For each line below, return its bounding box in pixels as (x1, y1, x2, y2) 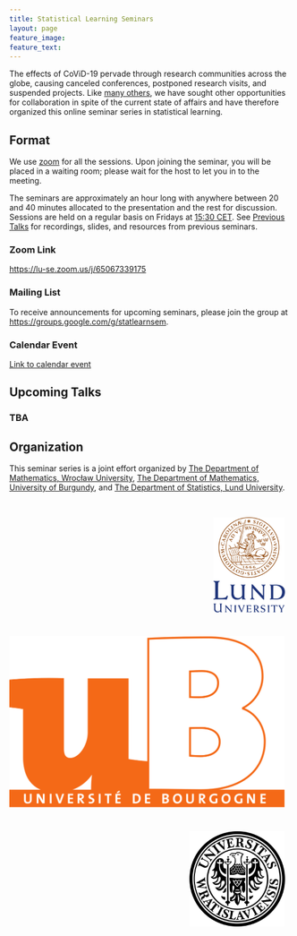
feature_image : (9, 33, 66, 42)
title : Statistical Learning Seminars (9, 14, 154, 23)
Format (9, 133, 51, 148)
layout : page (9, 23, 58, 33)
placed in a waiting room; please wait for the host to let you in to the (9, 166, 259, 176)
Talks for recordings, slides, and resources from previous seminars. (9, 221, 258, 232)
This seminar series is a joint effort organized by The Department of (9, 463, 259, 474)
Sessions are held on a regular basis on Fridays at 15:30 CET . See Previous (9, 211, 285, 223)
